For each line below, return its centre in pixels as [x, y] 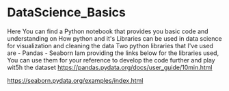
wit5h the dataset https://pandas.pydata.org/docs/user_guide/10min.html [110, 67]
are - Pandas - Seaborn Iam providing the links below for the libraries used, [113, 53]
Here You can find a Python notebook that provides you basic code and [108, 31]
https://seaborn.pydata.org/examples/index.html [75, 80]
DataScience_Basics [67, 13]
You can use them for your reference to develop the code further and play [111, 60]
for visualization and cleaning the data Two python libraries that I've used [110, 45]
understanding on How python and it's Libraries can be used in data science [114, 38]
